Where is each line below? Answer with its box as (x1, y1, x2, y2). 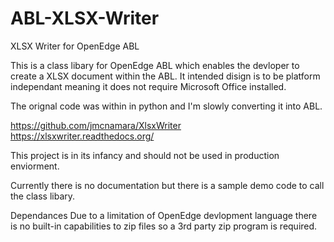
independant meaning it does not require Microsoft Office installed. (10, 80, 287, 92)
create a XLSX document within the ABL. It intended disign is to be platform (10, 70, 321, 82)
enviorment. (10, 160, 60, 172)
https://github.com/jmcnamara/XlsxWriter (10, 119, 182, 131)
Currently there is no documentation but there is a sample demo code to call (10, 179, 325, 191)
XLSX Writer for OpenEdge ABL (10, 40, 140, 52)
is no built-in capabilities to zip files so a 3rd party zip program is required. (10, 220, 318, 232)
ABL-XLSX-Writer (10, 7, 160, 30)
